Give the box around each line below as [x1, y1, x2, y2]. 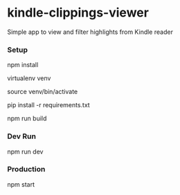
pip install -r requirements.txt [7, 101, 90, 109]
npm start [7, 180, 35, 188]
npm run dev [7, 147, 44, 156]
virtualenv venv [7, 74, 51, 82]
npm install [7, 61, 39, 69]
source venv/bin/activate [7, 88, 78, 96]
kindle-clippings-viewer [7, 5, 149, 21]
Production [7, 165, 46, 174]
